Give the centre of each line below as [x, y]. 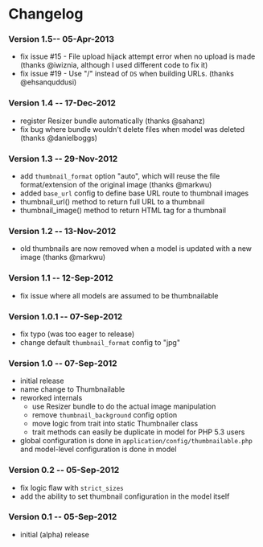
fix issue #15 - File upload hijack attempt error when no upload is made [138, 56]
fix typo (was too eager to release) [77, 334]
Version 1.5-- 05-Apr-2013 [62, 39]
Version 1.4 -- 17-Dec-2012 [62, 103]
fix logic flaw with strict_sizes [72, 487]
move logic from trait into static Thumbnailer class [115, 424]
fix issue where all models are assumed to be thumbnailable [119, 295]
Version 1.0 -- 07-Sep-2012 [63, 363]
